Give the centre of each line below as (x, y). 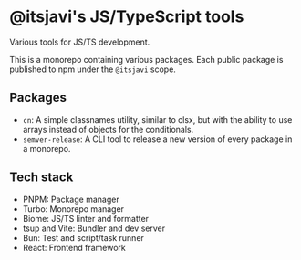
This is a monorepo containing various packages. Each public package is (146, 59)
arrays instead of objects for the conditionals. (108, 129)
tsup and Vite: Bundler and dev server (94, 228)
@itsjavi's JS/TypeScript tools (127, 17)
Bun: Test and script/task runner (83, 237)
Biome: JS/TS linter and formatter (85, 218)
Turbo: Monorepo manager (73, 209)
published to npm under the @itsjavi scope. (93, 69)
